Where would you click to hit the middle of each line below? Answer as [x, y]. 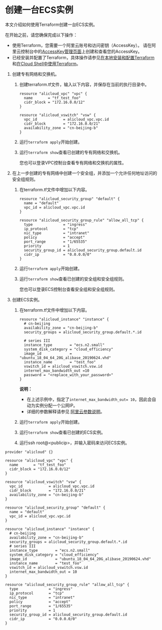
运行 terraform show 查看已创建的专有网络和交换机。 [71, 152]
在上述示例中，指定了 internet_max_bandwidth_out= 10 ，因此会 [89, 399]
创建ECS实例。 [27, 299]
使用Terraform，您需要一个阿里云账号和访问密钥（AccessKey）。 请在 [82, 45]
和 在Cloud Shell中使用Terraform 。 [46, 64]
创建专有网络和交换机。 [36, 74]
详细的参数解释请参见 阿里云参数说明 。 [66, 411]
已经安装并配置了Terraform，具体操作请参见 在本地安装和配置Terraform [83, 57]
